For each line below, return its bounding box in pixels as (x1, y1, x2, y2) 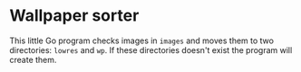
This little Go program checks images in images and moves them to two (9, 35, 275, 46)
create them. (9, 54, 57, 65)
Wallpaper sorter (9, 5, 140, 26)
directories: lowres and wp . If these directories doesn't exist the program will (9, 44, 293, 55)
